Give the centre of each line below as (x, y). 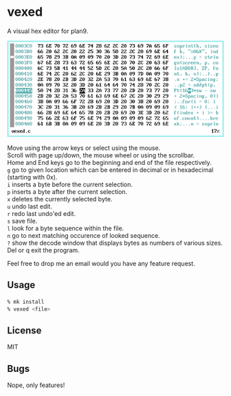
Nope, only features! (36, 385)
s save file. (22, 221)
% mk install (26, 302)
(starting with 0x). (32, 177)
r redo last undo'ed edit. (42, 214)
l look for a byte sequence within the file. (66, 228)
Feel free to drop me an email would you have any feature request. (101, 264)
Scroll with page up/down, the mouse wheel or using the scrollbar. (101, 155)
